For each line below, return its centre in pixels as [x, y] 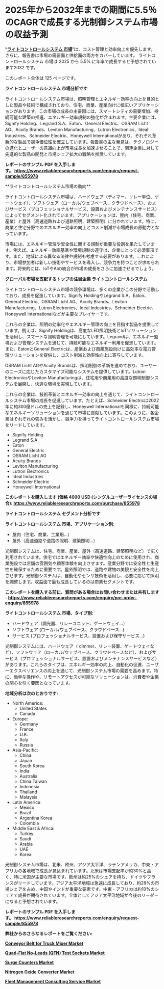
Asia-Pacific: [25, 750]
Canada [27, 713]
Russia [26, 745]
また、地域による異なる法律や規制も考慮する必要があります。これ [79, 256]
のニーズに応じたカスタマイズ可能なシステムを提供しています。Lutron [75, 372]
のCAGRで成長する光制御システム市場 [82, 22]
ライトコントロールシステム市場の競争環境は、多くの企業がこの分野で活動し [82, 289]
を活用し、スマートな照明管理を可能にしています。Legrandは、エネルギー [80, 336]
